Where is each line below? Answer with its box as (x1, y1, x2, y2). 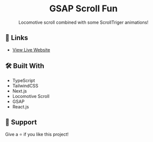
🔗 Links (5, 34, 28, 42)
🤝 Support (5, 118, 37, 126)
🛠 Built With (5, 62, 45, 70)
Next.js (12, 88, 27, 94)
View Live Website (12, 47, 51, 52)
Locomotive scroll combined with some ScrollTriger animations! (18, 19, 149, 25)
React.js (12, 103, 29, 109)
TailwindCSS (12, 83, 39, 89)
